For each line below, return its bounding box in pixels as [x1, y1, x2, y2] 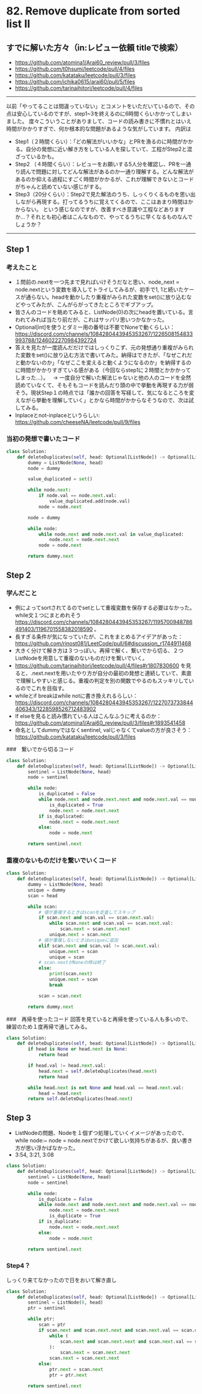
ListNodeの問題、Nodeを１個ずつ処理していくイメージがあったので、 [14, 1130, 188, 1137]
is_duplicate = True [49, 1213, 101, 1219]
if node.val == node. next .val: [38, 493, 117, 499]
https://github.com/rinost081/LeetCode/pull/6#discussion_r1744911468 [14, 640, 191, 647]
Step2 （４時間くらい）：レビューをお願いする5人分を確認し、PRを [14, 161, 181, 167]
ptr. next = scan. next [49, 1366, 103, 1373]
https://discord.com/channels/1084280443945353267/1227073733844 [14, 699, 194, 706]
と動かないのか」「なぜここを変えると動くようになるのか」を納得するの [14, 358, 192, 366]
